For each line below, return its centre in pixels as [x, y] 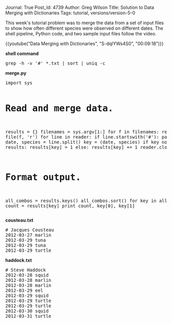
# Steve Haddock [26, 270]
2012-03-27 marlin [28, 235]
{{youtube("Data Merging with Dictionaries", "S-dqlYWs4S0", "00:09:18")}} [84, 44]
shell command [22, 54]
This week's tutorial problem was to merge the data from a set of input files [84, 23]
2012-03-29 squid [27, 295]
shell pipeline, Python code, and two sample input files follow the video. [81, 34]
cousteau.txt [19, 220]
